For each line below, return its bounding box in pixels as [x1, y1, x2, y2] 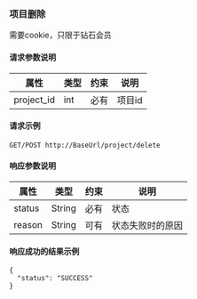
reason [13, 218, 43, 230]
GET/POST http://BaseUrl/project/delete [9, 141, 162, 149]
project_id [13, 93, 56, 106]
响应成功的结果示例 [9, 246, 80, 256]
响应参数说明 [9, 160, 56, 171]
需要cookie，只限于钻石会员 [9, 29, 113, 41]
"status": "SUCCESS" [17, 274, 93, 283]
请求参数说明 [9, 52, 56, 62]
